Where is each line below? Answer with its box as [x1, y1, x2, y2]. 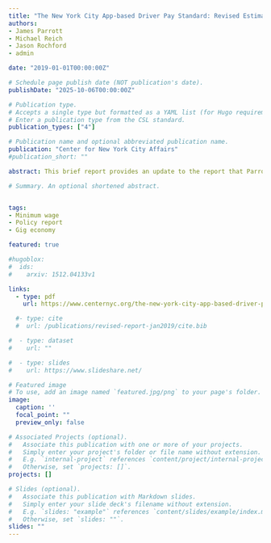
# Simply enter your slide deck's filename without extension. [8, 500, 232, 508]
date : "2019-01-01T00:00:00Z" [8, 64, 110, 73]
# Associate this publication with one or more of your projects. [8, 440, 244, 448]
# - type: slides [8, 359, 70, 367]
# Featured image [8, 381, 67, 389]
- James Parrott [8, 27, 63, 35]
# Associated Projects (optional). [8, 433, 128, 441]
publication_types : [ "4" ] [8, 123, 95, 132]
